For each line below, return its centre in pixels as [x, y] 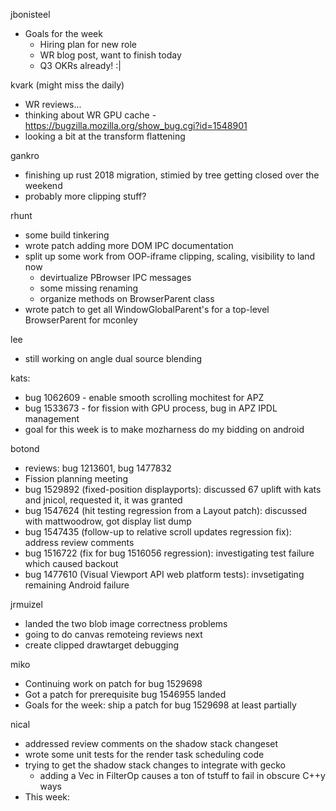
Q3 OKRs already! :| [80, 65]
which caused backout [71, 563]
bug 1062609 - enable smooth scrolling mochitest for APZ [144, 397]
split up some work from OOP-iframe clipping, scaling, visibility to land [170, 256]
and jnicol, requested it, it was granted [103, 500]
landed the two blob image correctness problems [126, 623]
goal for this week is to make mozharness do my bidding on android [164, 429]
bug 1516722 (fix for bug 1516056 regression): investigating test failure [169, 553]
